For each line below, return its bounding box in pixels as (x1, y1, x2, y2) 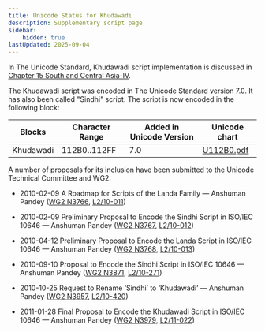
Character (72, 121, 111, 132)
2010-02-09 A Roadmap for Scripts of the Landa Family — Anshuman (19, 188, 246, 198)
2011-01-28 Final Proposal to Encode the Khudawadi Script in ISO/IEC (19, 307, 245, 316)
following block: (8, 103, 60, 113)
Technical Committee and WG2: (8, 173, 112, 183)
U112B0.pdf (202, 145, 249, 156)
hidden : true (22, 33, 65, 42)
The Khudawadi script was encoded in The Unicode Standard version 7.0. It (8, 86, 254, 95)
